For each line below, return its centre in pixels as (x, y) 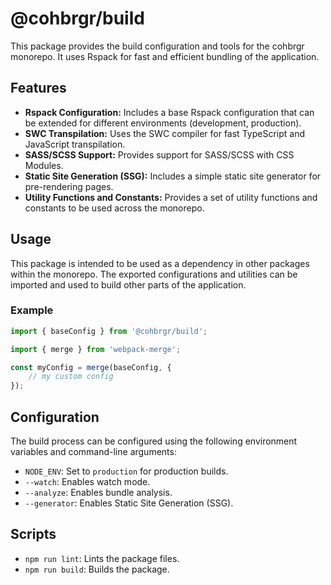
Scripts (33, 534)
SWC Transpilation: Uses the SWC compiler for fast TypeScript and (164, 133)
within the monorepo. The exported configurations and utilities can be (154, 274)
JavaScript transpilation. (75, 144)
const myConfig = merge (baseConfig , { (91, 367)
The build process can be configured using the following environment (154, 441)
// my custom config (71, 377)
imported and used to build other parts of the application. (128, 284)
